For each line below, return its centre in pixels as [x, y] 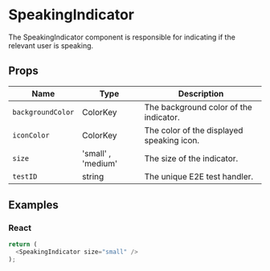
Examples [33, 205]
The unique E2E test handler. [199, 176]
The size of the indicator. [191, 158]
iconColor [31, 135]
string [93, 176]
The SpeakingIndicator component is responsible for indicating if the [122, 37]
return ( [23, 244]
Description [201, 93]
